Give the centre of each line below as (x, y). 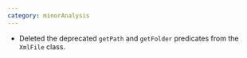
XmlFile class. (42, 46)
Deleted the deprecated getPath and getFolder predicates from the (129, 38)
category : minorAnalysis (49, 15)
